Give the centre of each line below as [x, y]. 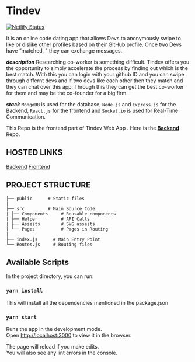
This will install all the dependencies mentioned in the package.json [87, 302]
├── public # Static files [45, 199]
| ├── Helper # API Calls [48, 219]
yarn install [25, 291]
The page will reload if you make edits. [53, 346]
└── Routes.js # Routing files [49, 244]
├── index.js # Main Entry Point [53, 239]
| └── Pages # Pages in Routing [57, 229]
